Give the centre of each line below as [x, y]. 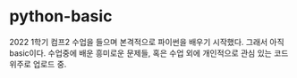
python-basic [61, 16]
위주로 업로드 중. [38, 64]
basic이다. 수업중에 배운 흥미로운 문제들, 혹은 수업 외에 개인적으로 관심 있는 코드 [149, 53]
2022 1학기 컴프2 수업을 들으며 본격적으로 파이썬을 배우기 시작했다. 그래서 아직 [147, 42]
